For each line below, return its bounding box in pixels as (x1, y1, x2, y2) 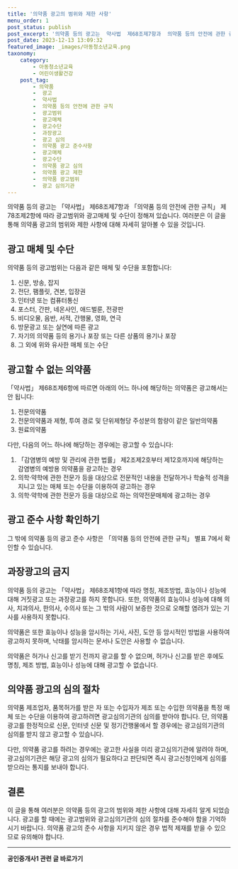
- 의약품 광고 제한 (33, 168, 83, 176)
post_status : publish (7, 23, 72, 31)
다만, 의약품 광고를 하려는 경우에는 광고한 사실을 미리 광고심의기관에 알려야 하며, (7, 745, 229, 754)
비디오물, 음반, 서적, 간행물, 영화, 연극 (17, 314, 122, 323)
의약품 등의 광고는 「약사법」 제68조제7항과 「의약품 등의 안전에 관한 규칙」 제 (7, 203, 227, 211)
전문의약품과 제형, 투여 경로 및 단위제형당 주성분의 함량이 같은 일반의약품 (17, 416, 218, 425)
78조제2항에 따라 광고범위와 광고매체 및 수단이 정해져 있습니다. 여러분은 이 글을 (7, 211, 227, 220)
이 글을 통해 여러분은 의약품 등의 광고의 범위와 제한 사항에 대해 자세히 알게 (7, 806, 211, 814)
